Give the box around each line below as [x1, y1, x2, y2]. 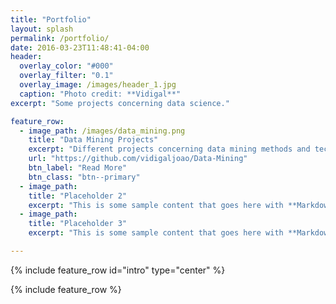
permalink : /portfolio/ [10, 33, 110, 43]
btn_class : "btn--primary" [28, 172, 141, 182]
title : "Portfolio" [10, 14, 92, 25]
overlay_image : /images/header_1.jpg [19, 80, 177, 90]
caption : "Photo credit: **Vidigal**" [19, 89, 182, 99]
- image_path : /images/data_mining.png [19, 126, 186, 136]
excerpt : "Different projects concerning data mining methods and [28, 144, 311, 155]
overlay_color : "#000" [19, 61, 114, 71]
